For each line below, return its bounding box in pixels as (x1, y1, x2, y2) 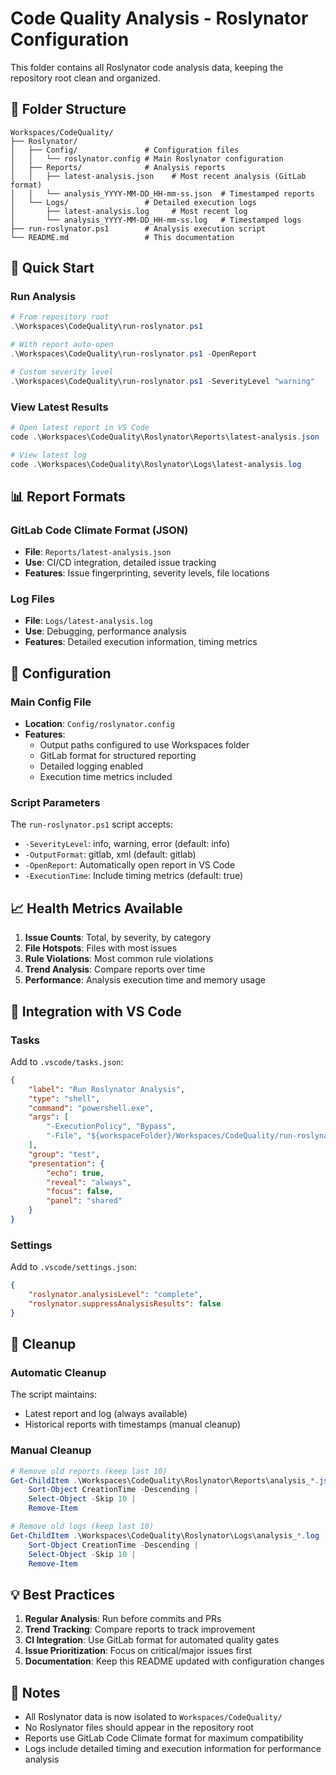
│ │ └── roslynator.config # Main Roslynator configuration (10, 153, 284, 164)
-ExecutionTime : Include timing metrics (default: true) (24, 870, 244, 882)
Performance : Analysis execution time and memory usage (24, 974, 266, 986)
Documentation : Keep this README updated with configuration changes (24, 1655, 325, 1667)
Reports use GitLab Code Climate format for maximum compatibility (24, 1732, 304, 1744)
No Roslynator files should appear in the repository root (24, 1722, 254, 1734)
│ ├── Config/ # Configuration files (10, 145, 240, 155)
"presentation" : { (28, 1158, 105, 1169)
